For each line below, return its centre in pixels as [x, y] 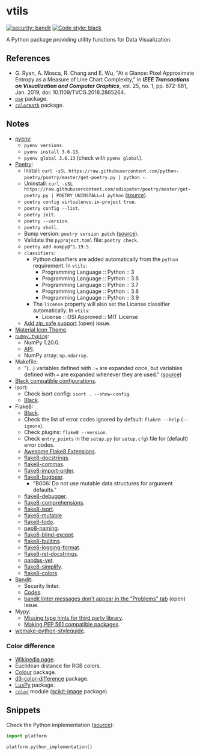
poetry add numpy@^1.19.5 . [57, 246]
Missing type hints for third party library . [74, 618]
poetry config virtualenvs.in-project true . [80, 201]
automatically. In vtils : [61, 310]
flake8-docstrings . [47, 458]
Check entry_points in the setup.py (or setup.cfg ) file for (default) [106, 438]
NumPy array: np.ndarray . [56, 355]
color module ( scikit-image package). [62, 691]
